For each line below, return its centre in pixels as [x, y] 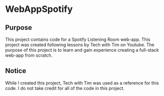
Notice [16, 71]
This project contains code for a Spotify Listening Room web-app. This [78, 39]
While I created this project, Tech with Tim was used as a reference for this [82, 83]
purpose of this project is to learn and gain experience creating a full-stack [82, 50]
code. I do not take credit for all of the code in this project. [65, 88]
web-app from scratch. [29, 55]
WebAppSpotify [39, 9]
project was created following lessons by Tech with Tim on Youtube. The [80, 45]
